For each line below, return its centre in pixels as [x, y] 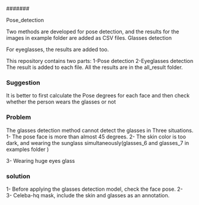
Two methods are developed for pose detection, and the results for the [93, 31]
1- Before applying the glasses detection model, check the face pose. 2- [94, 189]
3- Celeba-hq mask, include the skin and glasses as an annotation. [88, 195]
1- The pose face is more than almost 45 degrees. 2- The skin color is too [96, 137]
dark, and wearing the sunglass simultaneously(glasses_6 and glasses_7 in [98, 143]
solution [18, 176]
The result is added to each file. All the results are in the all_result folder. [94, 67]
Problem [19, 117]
